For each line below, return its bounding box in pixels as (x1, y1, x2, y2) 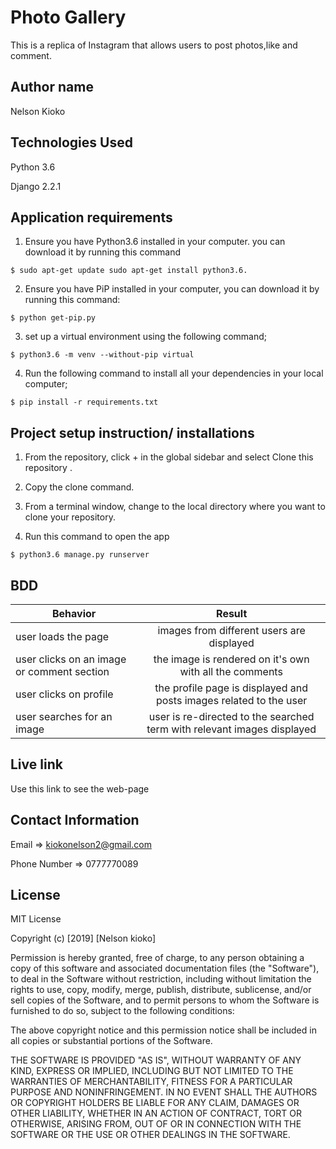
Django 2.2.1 (10, 180, 62, 192)
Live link (10, 756, 63, 773)
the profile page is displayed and (154, 681, 308, 695)
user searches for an (15, 710, 113, 723)
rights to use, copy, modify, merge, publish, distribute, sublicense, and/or (10, 984, 312, 996)
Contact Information (10, 812, 140, 829)
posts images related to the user (155, 694, 308, 707)
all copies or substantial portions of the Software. (10, 1035, 213, 1047)
